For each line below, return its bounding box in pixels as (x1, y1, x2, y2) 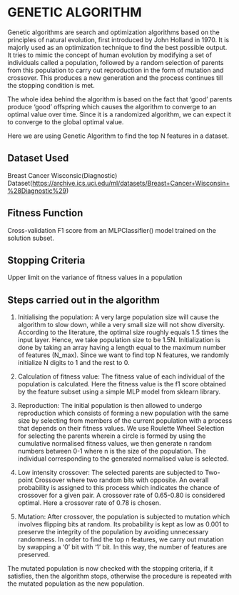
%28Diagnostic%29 (7, 186, 66, 195)
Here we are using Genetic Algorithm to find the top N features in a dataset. (7, 131, 230, 140)
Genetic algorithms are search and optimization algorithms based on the (7, 28, 220, 36)
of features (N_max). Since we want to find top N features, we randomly (17, 351, 230, 359)
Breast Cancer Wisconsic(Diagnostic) (7, 171, 118, 179)
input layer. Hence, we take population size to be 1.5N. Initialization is (17, 336, 221, 344)
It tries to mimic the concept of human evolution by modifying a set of (7, 51, 213, 59)
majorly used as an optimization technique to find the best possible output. (7, 43, 228, 51)
